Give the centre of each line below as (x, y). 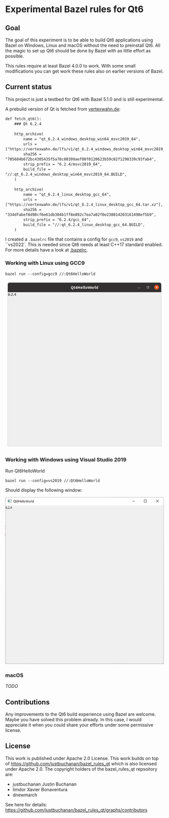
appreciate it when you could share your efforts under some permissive (79, 725)
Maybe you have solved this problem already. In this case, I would (73, 720)
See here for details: (26, 804)
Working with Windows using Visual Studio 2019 (66, 460)
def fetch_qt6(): (23, 119)
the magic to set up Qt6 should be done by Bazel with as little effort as (78, 51)
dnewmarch (25, 795)
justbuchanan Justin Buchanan (45, 784)
